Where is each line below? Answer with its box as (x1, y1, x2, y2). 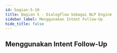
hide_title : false (5, 21, 44, 26)
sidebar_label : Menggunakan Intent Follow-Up (5, 16, 103, 21)
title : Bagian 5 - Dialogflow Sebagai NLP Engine (5, 12, 112, 17)
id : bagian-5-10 (5, 7, 40, 12)
